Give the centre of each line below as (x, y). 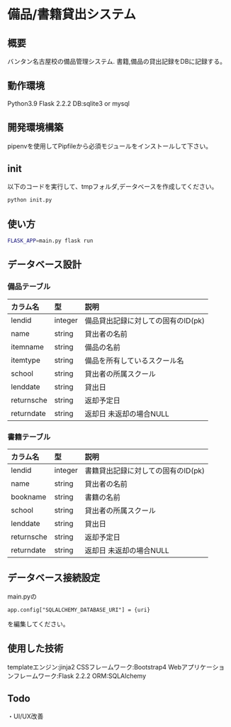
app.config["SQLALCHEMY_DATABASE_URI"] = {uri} (79, 610)
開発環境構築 (35, 127)
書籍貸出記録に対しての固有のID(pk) (145, 471)
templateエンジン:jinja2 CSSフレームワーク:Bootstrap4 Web (95, 667)
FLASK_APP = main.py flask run (50, 241)
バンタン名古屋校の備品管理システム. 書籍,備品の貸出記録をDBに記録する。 (117, 61)
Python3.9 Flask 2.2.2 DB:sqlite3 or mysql (68, 103)
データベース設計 (44, 264)
